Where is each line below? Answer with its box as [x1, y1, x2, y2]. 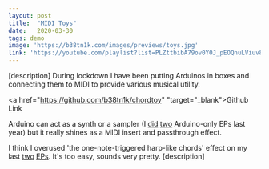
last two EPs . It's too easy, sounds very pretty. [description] [8, 151, 206, 161]
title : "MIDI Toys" [8, 19, 78, 27]
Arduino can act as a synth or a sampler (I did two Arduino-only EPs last [8, 119, 246, 128]
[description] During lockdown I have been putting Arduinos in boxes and [8, 71, 250, 80]
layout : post [8, 11, 52, 20]
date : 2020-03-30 [8, 26, 74, 34]
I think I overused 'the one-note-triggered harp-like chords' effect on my [8, 143, 248, 152]
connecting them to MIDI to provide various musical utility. [8, 79, 200, 89]
